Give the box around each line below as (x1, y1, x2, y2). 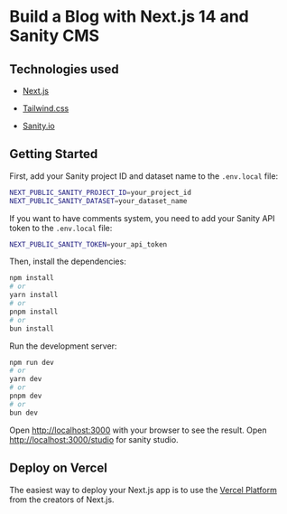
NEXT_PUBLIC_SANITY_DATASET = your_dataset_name (9, 196, 188, 205)
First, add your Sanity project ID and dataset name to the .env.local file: (9, 170, 278, 182)
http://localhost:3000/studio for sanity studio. (9, 434, 179, 444)
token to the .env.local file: (9, 222, 113, 233)
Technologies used (9, 61, 119, 77)
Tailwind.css (22, 103, 69, 114)
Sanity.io (22, 120, 56, 131)
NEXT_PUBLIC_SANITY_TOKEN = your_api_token (9, 239, 168, 249)
